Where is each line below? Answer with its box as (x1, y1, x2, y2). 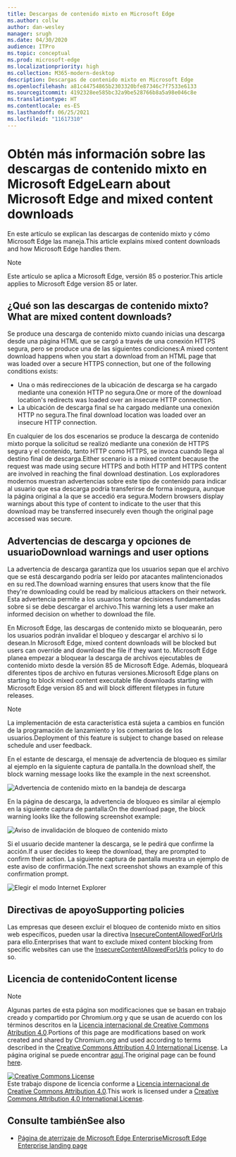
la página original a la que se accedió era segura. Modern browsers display (7, 492, 224, 500)
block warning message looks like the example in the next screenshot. (7, 770, 211, 778)
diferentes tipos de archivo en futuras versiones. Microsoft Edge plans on (7, 669, 219, 677)
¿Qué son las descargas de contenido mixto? (7, 300, 209, 312)
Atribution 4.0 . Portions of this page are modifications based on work (7, 1028, 206, 1036)
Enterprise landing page (17, 1141, 88, 1149)
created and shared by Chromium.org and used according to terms (7, 1035, 201, 1044)
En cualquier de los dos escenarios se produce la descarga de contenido (7, 432, 219, 440)
